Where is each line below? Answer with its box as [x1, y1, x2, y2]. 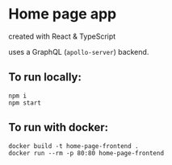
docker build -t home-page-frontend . [8, 142, 139, 150]
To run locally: [8, 70, 82, 85]
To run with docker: [8, 121, 109, 134]
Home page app [8, 5, 117, 23]
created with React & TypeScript [8, 31, 116, 41]
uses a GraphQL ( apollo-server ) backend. [8, 47, 149, 56]
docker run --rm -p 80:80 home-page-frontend [8, 149, 164, 157]
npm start [8, 98, 42, 107]
